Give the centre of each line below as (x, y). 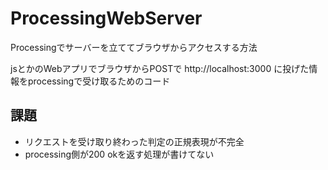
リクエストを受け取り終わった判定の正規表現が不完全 (134, 141)
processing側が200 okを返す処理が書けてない (119, 154)
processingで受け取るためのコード (99, 81)
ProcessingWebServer (106, 18)
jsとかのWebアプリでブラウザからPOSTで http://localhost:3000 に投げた (160, 68)
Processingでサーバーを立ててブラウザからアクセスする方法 (134, 47)
